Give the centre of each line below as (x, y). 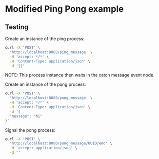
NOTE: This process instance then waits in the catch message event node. (80, 75)
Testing (17, 27)
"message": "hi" (26, 116)
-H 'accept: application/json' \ (43, 148)
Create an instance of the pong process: (46, 84)
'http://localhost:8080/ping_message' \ (51, 52)
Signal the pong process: (30, 130)
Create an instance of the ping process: (45, 39)
